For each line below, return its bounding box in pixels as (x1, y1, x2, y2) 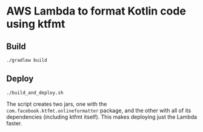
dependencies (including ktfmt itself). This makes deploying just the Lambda (6, 113, 198, 120)
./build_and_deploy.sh (6, 90, 64, 96)
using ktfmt (6, 17, 65, 31)
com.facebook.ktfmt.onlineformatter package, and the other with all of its (6, 107, 191, 114)
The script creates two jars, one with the (6, 100, 107, 107)
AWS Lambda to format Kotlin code (6, 4, 187, 18)
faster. (6, 119, 22, 127)
